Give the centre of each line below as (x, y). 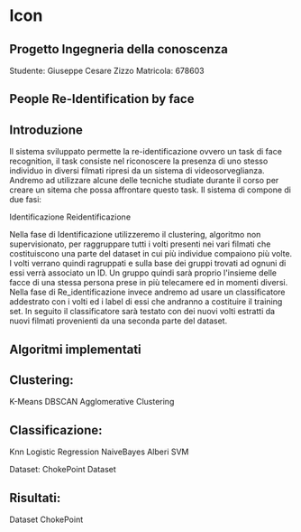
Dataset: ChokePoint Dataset (63, 470)
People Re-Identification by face (102, 99)
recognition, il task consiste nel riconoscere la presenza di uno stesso (139, 161)
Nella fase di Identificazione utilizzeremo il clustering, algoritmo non (135, 235)
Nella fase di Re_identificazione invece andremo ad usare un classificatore (147, 292)
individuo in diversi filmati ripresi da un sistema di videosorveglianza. (137, 171)
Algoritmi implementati (75, 349)
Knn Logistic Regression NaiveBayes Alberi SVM (99, 452)
